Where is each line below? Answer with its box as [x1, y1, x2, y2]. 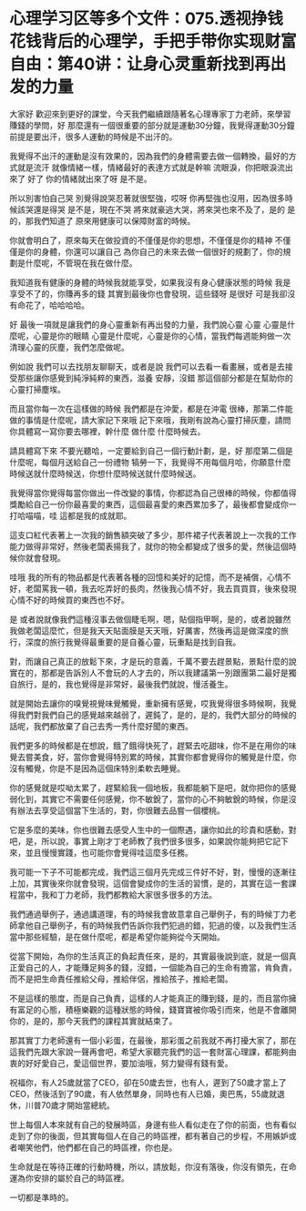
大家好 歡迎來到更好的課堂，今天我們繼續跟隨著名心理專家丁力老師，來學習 [9, 108, 291, 119]
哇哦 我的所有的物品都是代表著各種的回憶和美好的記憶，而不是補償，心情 [9, 571, 283, 583]
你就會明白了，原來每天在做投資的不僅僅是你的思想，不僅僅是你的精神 [9, 234, 273, 246]
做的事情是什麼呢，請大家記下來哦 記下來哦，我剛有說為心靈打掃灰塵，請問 [9, 414, 291, 425]
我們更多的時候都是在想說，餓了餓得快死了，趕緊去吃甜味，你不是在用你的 [9, 739, 289, 751]
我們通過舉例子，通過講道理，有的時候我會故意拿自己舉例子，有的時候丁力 [9, 908, 289, 920]
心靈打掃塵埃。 [9, 383, 66, 394]
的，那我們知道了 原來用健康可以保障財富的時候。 [9, 215, 196, 226]
